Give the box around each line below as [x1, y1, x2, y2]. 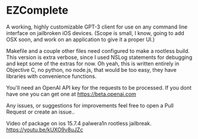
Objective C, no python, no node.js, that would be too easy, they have [6, 66, 177, 73]
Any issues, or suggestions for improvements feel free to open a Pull [6, 102, 174, 109]
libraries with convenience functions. [6, 72, 97, 80]
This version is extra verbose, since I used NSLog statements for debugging [6, 53, 193, 61]
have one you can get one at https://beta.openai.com [6, 90, 137, 97]
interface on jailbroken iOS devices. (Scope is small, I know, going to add [6, 29, 184, 36]
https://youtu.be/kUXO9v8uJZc [6, 126, 83, 133]
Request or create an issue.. [6, 108, 75, 115]
